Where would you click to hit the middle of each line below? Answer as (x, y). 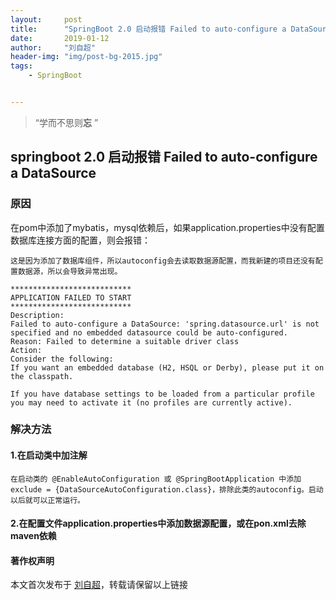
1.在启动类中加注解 (49, 455)
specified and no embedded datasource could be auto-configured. (149, 332)
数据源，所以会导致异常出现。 (70, 271)
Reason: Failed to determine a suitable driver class (125, 341)
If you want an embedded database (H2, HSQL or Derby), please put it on (167, 367)
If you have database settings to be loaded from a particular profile (162, 394)
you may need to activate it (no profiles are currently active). (151, 402)
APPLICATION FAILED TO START (71, 297)
